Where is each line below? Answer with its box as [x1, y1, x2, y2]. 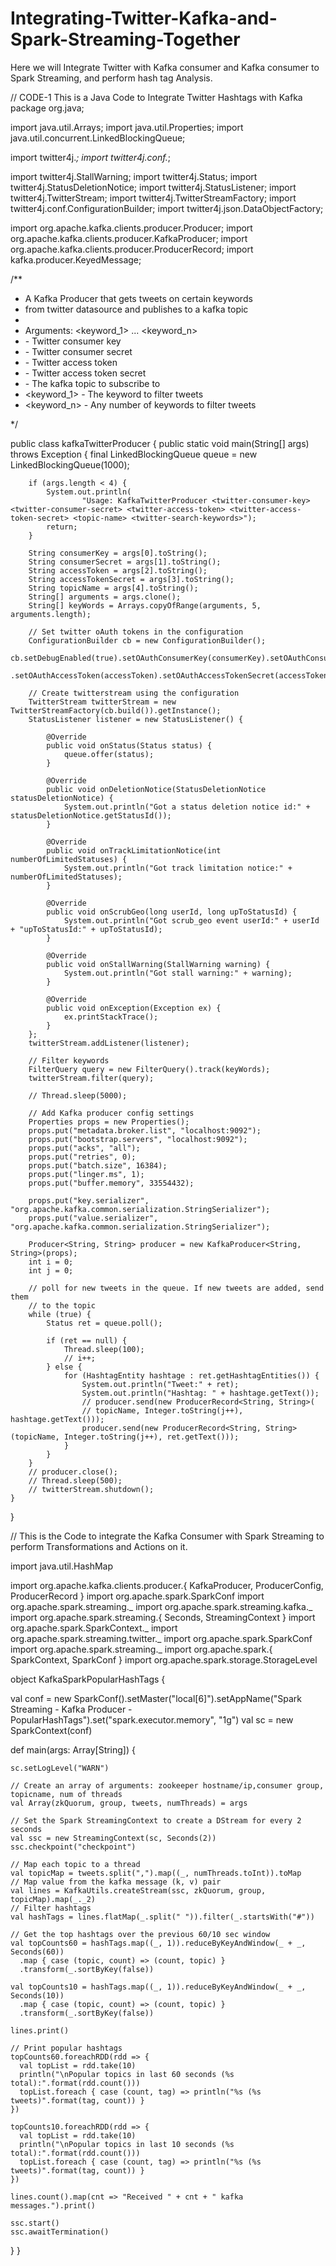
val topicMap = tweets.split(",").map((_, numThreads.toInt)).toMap [10, 1868, 302, 1878]
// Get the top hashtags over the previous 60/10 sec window [10, 1929, 271, 1939]
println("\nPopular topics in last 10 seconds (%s [19, 2139, 235, 2149]
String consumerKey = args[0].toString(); [28, 548, 208, 558]
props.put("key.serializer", [28, 1195, 150, 1206]
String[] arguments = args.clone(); [28, 592, 182, 602]
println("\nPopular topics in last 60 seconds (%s [19, 2069, 235, 2079]
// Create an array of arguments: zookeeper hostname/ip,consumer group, [10, 1780, 325, 1791]
